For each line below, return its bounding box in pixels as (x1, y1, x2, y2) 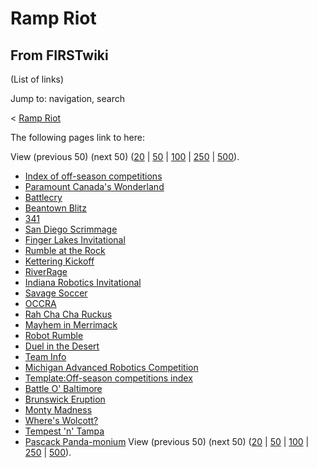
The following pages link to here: (10, 132, 145, 143)
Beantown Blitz (24, 202, 87, 214)
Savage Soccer (24, 287, 88, 299)
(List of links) (10, 73, 65, 85)
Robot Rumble (24, 330, 84, 341)
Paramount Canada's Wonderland (24, 181, 165, 192)
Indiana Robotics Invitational (24, 277, 142, 288)
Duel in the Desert (24, 340, 100, 352)
